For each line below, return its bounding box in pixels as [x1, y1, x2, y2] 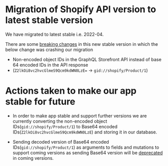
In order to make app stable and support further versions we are [12, 113, 147, 119]
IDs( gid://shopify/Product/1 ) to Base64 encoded [12, 123, 118, 129]
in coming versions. [12, 155, 54, 161]
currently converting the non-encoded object [12, 118, 108, 124]
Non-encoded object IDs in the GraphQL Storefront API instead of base [12, 56, 161, 62]
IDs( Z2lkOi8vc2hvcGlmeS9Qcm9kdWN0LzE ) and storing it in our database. [12, 129, 157, 135]
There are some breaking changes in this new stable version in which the [5, 41, 158, 47]
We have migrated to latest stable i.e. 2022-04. [5, 31, 104, 37]
